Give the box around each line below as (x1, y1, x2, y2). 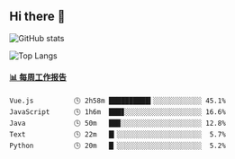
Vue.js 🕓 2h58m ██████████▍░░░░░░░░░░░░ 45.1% (9, 96, 227, 106)
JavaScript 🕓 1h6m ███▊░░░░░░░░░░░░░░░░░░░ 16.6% (9, 108, 227, 117)
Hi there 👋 (9, 9, 66, 24)
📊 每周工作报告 (9, 72, 68, 83)
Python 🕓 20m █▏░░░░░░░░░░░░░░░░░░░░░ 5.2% (9, 141, 227, 151)
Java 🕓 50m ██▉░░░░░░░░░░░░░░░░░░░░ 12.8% (9, 119, 227, 128)
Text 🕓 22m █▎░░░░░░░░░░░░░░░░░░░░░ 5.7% (9, 130, 227, 139)
